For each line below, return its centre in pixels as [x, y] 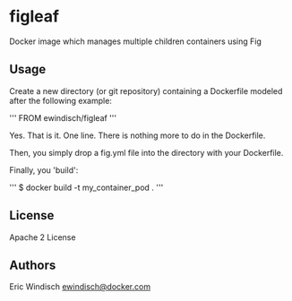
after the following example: [60, 100]
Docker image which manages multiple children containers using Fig [136, 41]
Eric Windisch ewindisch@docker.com [80, 287]
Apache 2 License [43, 237]
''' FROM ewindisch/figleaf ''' [63, 117]
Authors [33, 265]
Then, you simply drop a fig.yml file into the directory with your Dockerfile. [146, 152]
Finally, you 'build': [44, 170]
